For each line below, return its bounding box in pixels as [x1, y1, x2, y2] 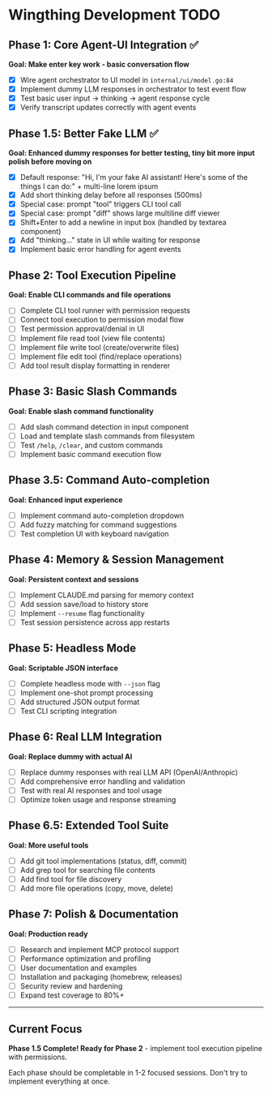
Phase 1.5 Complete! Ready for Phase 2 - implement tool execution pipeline [8, 1044, 263, 1053]
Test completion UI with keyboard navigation [19, 528, 169, 538]
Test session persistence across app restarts [19, 618, 170, 627]
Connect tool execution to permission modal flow [19, 314, 185, 325]
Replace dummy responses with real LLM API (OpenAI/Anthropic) [19, 767, 239, 777]
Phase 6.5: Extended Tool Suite [8, 818, 169, 832]
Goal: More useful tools [8, 840, 89, 850]
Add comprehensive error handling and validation [19, 776, 186, 786]
